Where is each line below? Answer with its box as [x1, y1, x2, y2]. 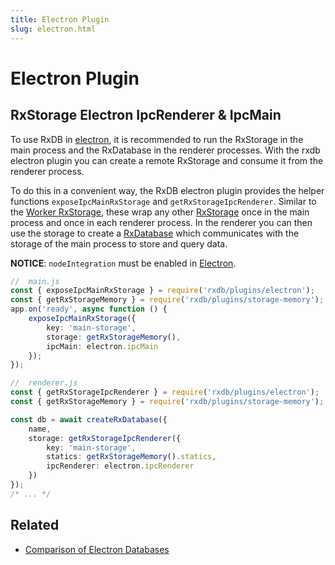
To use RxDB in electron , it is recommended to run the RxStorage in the [10, 133, 304, 145]
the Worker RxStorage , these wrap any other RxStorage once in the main [10, 206, 310, 218]
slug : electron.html [10, 24, 97, 34]
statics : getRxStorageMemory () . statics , [46, 452, 217, 462]
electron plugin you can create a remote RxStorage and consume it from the [10, 154, 324, 166]
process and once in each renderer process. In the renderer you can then [10, 216, 313, 228]
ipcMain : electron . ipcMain [46, 341, 159, 351]
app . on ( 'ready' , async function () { [10, 304, 168, 315]
